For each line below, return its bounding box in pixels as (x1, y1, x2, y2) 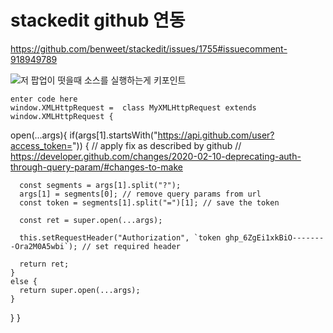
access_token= (10, 139, 73, 151)
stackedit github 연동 (10, 9, 186, 32)
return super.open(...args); (19, 285, 141, 295)
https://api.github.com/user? (157, 129, 275, 141)
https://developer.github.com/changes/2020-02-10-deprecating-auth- (10, 150, 302, 162)
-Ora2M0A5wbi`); (10, 241, 78, 251)
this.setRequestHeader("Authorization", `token (19, 232, 222, 243)
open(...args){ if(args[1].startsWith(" (10, 129, 158, 141)
